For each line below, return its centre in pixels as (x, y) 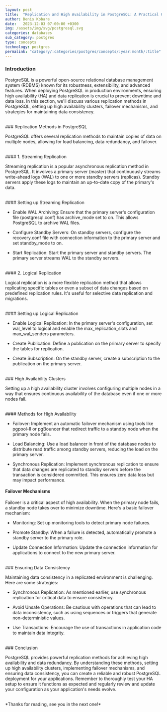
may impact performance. (39, 480)
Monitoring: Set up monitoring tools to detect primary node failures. (81, 523)
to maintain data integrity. (39, 633)
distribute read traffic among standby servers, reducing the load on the (85, 449)
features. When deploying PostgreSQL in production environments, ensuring (83, 90)
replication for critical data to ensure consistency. (63, 597)
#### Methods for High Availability (41, 414)
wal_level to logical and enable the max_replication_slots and (75, 328)
